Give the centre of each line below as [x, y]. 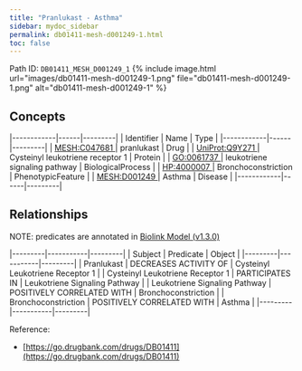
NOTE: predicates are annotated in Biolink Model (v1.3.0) [114, 236]
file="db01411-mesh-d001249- [234, 79]
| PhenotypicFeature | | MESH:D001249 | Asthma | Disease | [121, 176]
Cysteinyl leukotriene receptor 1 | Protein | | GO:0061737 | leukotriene [138, 157]
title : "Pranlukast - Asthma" [66, 18]
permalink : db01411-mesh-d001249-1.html [87, 34]
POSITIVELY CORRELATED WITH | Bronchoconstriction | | [117, 292]
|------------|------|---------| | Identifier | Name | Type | [114, 138]
